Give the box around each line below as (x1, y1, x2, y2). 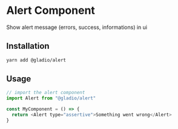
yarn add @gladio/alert (6, 57, 67, 63)
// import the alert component (6, 90, 85, 96)
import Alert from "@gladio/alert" (6, 95, 96, 101)
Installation (6, 41, 50, 51)
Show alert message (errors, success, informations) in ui (6, 24, 147, 31)
